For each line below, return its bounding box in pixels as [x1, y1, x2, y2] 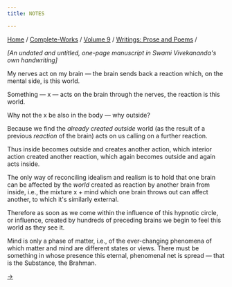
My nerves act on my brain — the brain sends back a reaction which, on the [7, 69, 224, 77]
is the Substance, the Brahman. [7, 259, 97, 267]
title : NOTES [7, 10, 45, 17]
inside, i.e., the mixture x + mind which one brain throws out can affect [7, 187, 209, 196]
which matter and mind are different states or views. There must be [7, 243, 199, 252]
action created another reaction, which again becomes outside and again [7, 152, 216, 160]
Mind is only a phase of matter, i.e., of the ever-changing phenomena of [7, 237, 213, 245]
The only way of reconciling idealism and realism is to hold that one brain [7, 173, 216, 181]
